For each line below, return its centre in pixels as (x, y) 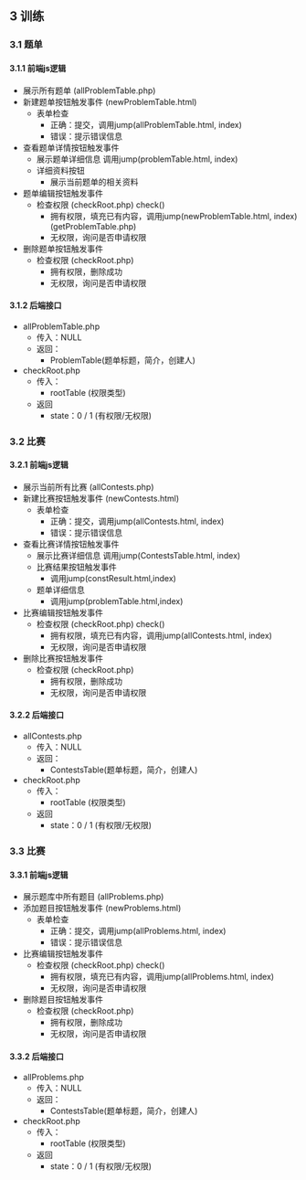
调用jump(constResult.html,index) (113, 578)
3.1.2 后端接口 (36, 305)
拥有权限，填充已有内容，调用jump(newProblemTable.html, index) (174, 216)
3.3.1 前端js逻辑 (39, 875)
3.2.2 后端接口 (37, 715)
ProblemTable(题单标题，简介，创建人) (123, 360)
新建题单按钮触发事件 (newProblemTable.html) (110, 101)
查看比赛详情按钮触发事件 (71, 544)
